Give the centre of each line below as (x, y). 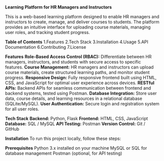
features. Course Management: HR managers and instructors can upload (79, 67)
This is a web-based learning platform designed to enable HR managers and (82, 16)
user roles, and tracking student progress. (47, 32)
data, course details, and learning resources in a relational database (74, 98)
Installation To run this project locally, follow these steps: (63, 138)
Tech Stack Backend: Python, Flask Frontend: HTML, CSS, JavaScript (77, 118)
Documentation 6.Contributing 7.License (46, 47)
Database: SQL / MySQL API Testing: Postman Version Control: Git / (75, 124)
